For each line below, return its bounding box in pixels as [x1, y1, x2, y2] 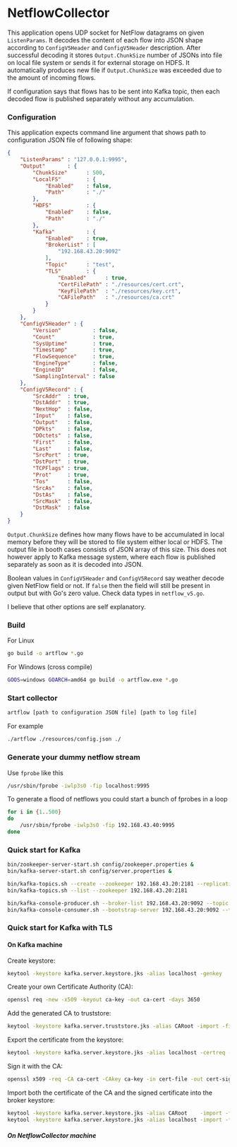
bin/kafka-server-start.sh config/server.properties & [7, 868, 172, 875]
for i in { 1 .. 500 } [7, 808, 61, 816]
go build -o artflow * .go [7, 650, 83, 657]
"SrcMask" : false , [32, 498, 93, 505]
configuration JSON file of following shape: [7, 136, 133, 144]
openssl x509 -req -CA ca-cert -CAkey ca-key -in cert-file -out [7, 1076, 203, 1083]
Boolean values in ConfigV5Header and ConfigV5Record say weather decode [7, 574, 224, 582]
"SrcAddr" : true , [32, 392, 90, 400]
